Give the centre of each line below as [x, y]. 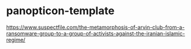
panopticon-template [60, 11]
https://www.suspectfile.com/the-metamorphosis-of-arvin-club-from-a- [95, 27]
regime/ [16, 40]
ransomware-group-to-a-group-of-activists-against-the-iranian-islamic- [96, 33]
